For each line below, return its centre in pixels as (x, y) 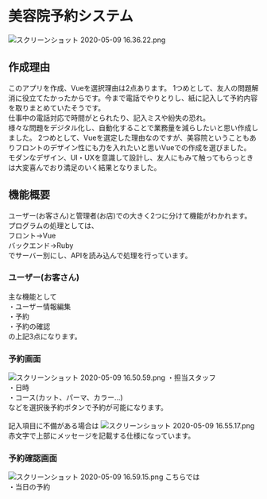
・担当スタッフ (191, 377)
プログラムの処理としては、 (53, 225)
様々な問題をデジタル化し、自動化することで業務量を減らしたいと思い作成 (130, 127)
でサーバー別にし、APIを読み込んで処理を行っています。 (100, 255)
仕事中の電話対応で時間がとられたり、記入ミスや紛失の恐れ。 (109, 118)
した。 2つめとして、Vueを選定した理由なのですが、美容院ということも (132, 137)
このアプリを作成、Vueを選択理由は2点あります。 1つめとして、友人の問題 (130, 87)
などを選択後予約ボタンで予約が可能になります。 (88, 408)
